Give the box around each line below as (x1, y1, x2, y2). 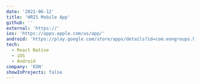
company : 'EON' (6, 63, 44, 70)
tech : (6, 42, 20, 48)
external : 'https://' (6, 25, 60, 31)
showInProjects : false (6, 69, 62, 75)
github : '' (6, 20, 33, 25)
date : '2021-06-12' (6, 8, 55, 15)
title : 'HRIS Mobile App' (6, 14, 70, 20)
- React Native (11, 47, 49, 53)
